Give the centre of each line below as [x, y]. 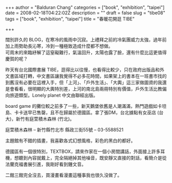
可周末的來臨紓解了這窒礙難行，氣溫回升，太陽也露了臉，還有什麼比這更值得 [86, 52]
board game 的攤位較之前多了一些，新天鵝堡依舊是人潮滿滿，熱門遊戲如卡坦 [86, 106]
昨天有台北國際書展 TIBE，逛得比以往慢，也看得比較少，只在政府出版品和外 [85, 70]
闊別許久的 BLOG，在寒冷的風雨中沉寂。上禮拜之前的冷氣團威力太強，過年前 [86, 40]
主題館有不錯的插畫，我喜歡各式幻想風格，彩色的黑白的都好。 [70, 141]
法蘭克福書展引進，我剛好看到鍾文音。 [46, 164]
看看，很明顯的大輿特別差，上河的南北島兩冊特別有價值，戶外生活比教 [88, 89]
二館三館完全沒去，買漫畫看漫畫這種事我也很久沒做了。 [63, 175]
